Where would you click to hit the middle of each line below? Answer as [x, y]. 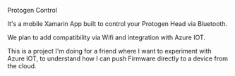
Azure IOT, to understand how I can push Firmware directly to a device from [117, 58]
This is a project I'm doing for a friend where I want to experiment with [109, 51]
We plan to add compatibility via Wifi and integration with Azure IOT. [107, 37]
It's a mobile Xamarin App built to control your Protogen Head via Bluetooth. [117, 24]
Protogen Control [32, 10]
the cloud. [22, 66]
